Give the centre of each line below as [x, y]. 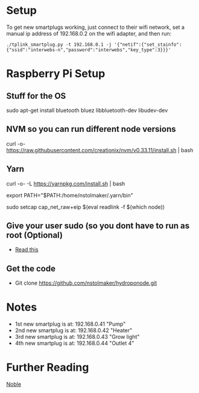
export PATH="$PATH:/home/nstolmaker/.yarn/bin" [70, 195]
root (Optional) [35, 235]
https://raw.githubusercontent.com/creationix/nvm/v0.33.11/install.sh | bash [100, 150]
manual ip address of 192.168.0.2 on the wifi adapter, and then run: [89, 33]
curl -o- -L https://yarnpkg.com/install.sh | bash [66, 184]
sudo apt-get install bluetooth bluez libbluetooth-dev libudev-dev [87, 110]
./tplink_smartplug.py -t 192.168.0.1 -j [59, 45]
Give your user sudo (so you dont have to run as [98, 225]
